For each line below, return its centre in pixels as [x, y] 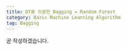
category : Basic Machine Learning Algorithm [63, 17]
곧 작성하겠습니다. [28, 41]
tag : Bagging [23, 23]
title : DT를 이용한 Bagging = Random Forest [61, 12]
